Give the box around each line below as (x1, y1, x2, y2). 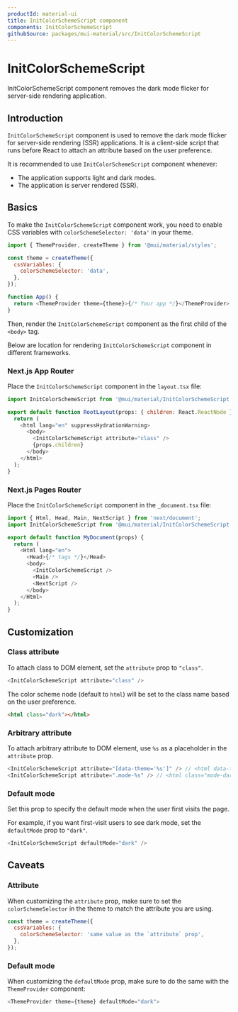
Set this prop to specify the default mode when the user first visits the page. (7, 804, 230, 813)
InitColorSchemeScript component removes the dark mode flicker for (7, 84, 209, 93)
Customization (7, 626, 74, 638)
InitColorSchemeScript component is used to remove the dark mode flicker (7, 131, 227, 139)
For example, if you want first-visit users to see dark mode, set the (7, 818, 202, 826)
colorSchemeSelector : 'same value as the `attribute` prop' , (20, 931, 204, 938)
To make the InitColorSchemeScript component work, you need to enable (7, 220, 223, 229)
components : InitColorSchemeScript (7, 23, 113, 30)
